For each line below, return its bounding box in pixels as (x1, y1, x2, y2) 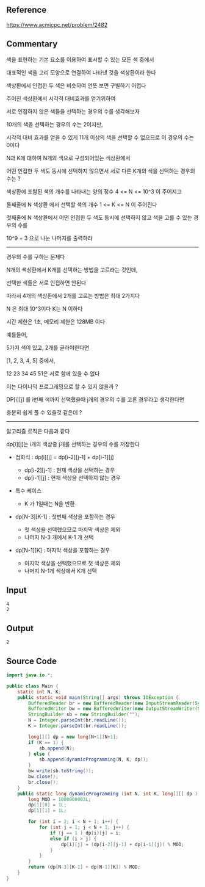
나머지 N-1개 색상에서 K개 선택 (24, 567, 98, 574)
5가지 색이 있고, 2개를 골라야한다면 (6, 344, 90, 351)
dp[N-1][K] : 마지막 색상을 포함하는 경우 (15, 546, 110, 554)
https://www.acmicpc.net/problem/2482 (6, 21, 108, 28)
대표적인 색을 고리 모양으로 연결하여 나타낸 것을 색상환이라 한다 (6, 68, 157, 76)
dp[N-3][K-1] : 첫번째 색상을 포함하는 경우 (15, 513, 116, 520)
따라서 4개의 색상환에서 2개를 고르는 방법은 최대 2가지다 (6, 292, 140, 299)
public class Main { (6, 683, 59, 689)
